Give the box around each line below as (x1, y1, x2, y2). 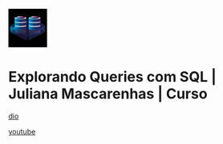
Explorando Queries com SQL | (8, 68, 217, 86)
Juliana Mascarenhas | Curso (8, 85, 208, 103)
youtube (8, 126, 36, 136)
